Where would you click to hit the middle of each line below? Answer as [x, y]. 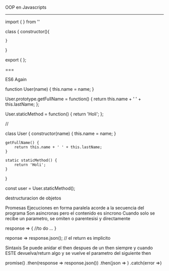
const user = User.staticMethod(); [40, 188]
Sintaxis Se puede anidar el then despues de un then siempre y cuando [79, 248]
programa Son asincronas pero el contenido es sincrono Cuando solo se [80, 213]
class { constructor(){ [27, 31]
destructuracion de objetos [33, 198]
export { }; [16, 60]
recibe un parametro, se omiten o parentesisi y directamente [68, 218]
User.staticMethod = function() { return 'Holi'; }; [55, 114]
